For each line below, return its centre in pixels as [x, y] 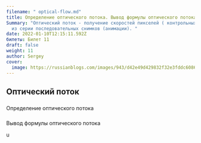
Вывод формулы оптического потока [53, 123]
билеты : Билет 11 [28, 39]
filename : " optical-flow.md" [44, 12]
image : [20, 67]
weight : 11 [20, 51]
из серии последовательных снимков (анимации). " [74, 28]
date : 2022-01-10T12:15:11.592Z [46, 34]
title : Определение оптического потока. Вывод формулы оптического [92, 17]
